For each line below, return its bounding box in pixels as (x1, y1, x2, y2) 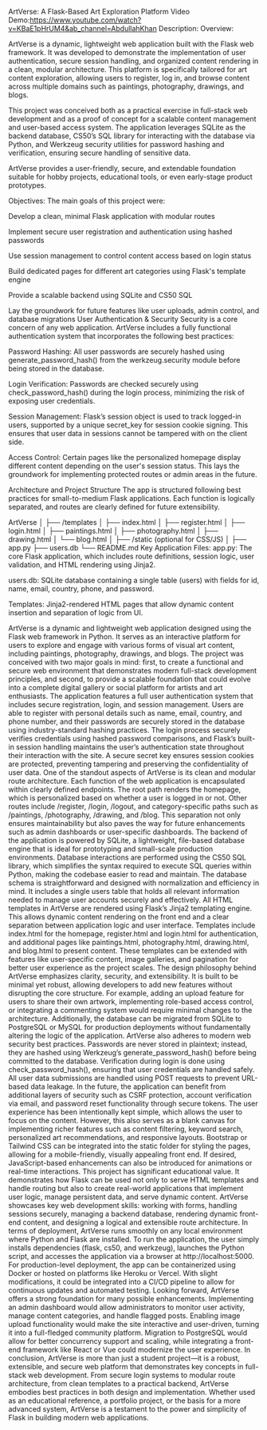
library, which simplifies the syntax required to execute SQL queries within (8, 861, 252, 870)
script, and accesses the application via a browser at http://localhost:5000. (8, 1252, 255, 1261)
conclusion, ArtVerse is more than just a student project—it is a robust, (8, 1353, 241, 1363)
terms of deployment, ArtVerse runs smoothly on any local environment (8, 1226, 243, 1235)
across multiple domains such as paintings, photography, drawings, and (8, 81, 245, 91)
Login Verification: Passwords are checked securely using (8, 379, 199, 388)
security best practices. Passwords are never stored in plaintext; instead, (8, 1039, 248, 1049)
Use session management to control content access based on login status (8, 251, 252, 260)
